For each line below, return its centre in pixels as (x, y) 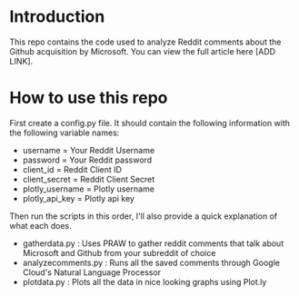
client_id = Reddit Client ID (72, 169)
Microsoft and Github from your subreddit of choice (119, 252)
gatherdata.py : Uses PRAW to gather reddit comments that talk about (153, 243)
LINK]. (21, 61)
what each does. (41, 225)
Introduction (57, 17)
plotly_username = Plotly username (88, 189)
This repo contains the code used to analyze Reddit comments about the (145, 42)
